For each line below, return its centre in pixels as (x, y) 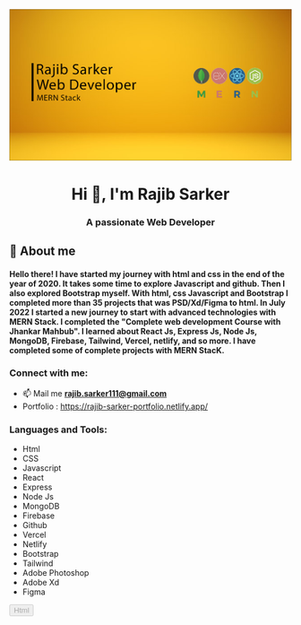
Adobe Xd (41, 583)
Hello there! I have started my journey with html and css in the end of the (147, 273)
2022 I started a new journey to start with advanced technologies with (142, 312)
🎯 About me (43, 251)
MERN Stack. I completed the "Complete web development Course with (145, 321)
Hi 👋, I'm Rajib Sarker (150, 194)
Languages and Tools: (58, 430)
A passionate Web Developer (150, 221)
